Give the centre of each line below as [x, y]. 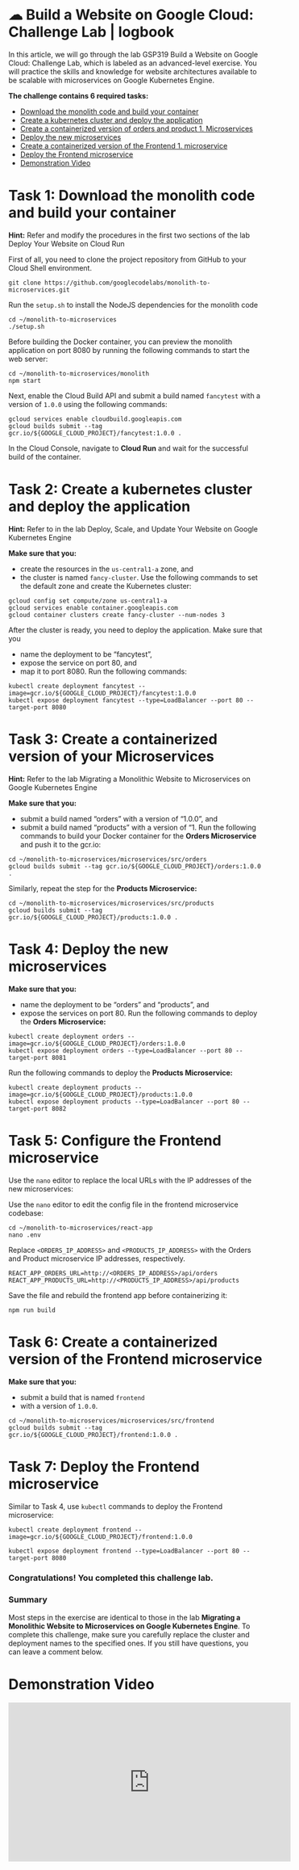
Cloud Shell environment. [50, 267]
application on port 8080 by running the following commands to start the [129, 350]
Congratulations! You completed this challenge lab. [111, 1578]
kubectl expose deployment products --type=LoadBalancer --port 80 [124, 1101]
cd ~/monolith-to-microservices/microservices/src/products [112, 903]
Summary [28, 1599]
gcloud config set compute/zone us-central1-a [88, 601]
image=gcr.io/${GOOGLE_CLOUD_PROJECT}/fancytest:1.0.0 [102, 693]
